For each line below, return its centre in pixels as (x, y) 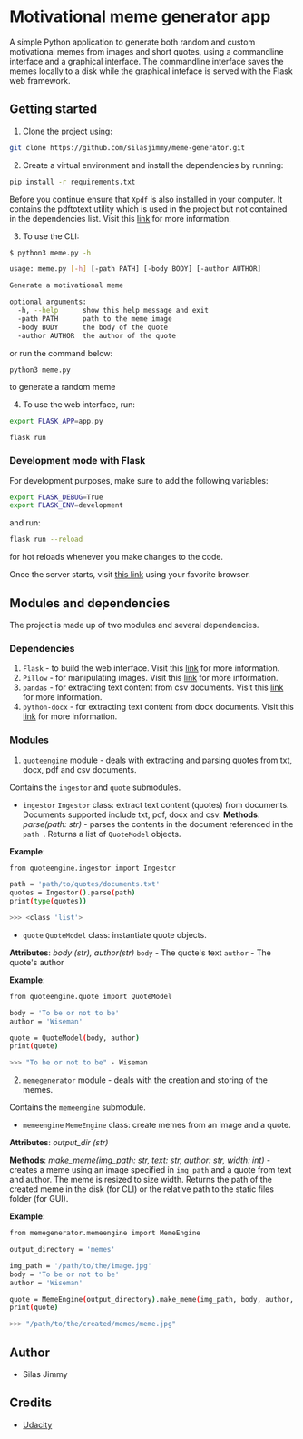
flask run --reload (46, 540)
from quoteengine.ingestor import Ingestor (93, 868)
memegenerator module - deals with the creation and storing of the (145, 1080)
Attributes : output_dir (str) (59, 1143)
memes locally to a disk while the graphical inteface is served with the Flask (151, 71)
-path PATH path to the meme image (95, 319)
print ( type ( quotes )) (49, 902)
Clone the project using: (68, 131)
